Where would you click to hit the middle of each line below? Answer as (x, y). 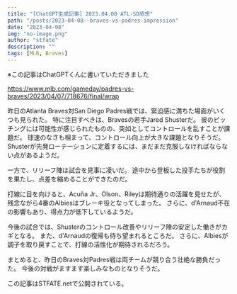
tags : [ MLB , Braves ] (38, 54)
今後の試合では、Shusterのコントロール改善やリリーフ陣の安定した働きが (114, 227)
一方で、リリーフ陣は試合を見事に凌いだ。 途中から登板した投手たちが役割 (116, 170)
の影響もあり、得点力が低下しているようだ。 (72, 211)
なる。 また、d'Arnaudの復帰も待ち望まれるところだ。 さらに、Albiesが (124, 235)
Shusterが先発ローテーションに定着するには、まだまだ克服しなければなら (115, 146)
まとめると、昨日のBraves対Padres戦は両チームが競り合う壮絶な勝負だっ (114, 259)
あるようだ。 (45, 155)
